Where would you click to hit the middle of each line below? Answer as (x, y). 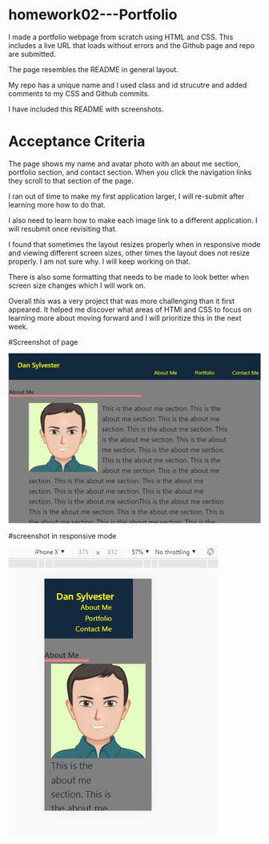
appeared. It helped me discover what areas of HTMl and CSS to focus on (130, 309)
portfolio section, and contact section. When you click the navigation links (130, 172)
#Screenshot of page (43, 341)
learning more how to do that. (57, 204)
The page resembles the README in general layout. (93, 69)
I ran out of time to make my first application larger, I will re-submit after (126, 196)
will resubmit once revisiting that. (63, 228)
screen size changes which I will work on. (77, 285)
